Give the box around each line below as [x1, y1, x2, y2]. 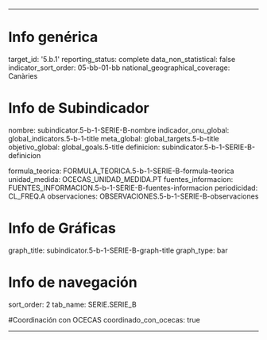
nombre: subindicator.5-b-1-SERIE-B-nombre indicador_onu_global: [8, 125, 230, 135]
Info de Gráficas [8, 219, 117, 238]
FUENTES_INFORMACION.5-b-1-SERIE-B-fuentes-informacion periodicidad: [8, 183, 258, 192]
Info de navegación [8, 273, 137, 291]
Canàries [8, 71, 38, 80]
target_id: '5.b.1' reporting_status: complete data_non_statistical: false [8, 54, 236, 64]
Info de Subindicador [8, 99, 149, 118]
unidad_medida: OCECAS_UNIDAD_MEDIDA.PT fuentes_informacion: [8, 174, 234, 184]
